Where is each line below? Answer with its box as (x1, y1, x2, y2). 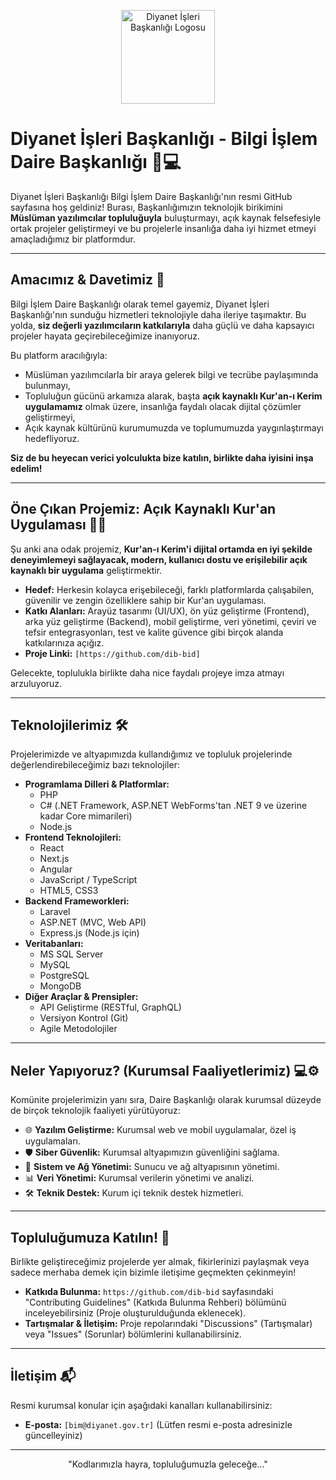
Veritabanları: (24, 938, 84, 950)
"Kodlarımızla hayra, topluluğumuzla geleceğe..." (68, 1458, 268, 1470)
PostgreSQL (39, 970, 90, 982)
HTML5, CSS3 (39, 885, 99, 897)
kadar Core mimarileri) (39, 810, 133, 822)
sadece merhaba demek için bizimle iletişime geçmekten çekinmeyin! (10, 1266, 297, 1278)
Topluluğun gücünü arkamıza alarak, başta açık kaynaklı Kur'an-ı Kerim (24, 390, 323, 402)
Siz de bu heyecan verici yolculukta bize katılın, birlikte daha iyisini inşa (10, 451, 314, 464)
